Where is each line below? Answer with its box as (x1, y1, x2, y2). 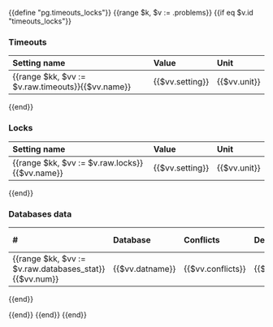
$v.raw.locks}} (88, 157, 144, 168)
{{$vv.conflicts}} (184, 263, 246, 274)
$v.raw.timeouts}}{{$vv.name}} (12, 81, 132, 93)
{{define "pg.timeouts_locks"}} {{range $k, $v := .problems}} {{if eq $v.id (8, 8, 253, 17)
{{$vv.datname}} (112, 263, 176, 274)
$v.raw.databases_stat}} (12, 263, 106, 274)
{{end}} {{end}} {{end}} (8, 309, 88, 320)
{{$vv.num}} (12, 273, 59, 284)
